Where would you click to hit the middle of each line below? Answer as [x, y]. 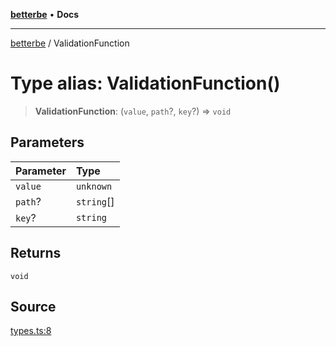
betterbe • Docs [45, 14]
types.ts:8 [31, 331]
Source [33, 306]
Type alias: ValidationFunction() [145, 83]
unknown [94, 186]
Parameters [47, 142]
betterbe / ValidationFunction [70, 43]
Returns [36, 253]
